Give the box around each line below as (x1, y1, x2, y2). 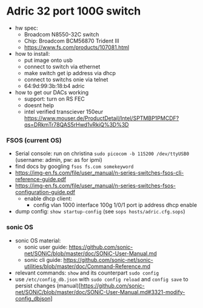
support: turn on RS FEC (24, 95, 85, 102)
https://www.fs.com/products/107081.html (24, 44, 129, 51)
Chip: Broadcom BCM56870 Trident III (24, 37, 119, 44)
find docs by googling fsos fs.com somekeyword (15, 162, 134, 170)
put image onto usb (24, 56, 73, 64)
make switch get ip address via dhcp (24, 69, 116, 76)
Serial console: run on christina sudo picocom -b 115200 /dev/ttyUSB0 (15, 150, 190, 157)
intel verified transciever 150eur (24, 108, 104, 115)
